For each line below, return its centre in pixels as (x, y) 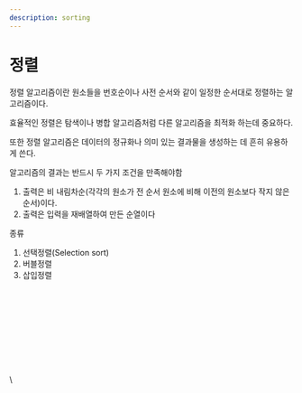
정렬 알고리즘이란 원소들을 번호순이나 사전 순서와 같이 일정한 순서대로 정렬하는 (146, 92)
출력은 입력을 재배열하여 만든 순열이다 (89, 214)
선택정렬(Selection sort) (66, 252)
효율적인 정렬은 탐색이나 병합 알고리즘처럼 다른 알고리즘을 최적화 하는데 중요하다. (151, 122)
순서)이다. (40, 202)
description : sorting (50, 18)
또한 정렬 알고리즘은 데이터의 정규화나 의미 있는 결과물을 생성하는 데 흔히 (137, 142)
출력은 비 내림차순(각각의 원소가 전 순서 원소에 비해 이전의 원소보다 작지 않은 (156, 192)
